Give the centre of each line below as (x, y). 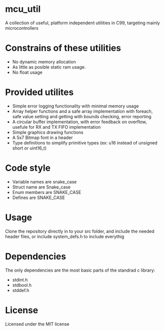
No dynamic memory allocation (44, 62)
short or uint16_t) (29, 148)
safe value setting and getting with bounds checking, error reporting (82, 116)
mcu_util (23, 9)
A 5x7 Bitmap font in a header (42, 138)
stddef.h (21, 290)
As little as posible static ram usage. (49, 67)
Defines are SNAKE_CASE (39, 197)
